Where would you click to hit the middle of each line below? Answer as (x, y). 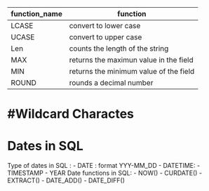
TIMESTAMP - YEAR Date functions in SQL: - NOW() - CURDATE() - (104, 173)
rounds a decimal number (111, 83)
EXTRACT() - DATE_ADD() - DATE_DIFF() (66, 180)
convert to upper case (106, 37)
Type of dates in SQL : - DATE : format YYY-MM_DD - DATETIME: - (104, 166)
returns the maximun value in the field (132, 60)
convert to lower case (105, 26)
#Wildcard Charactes (71, 114)
